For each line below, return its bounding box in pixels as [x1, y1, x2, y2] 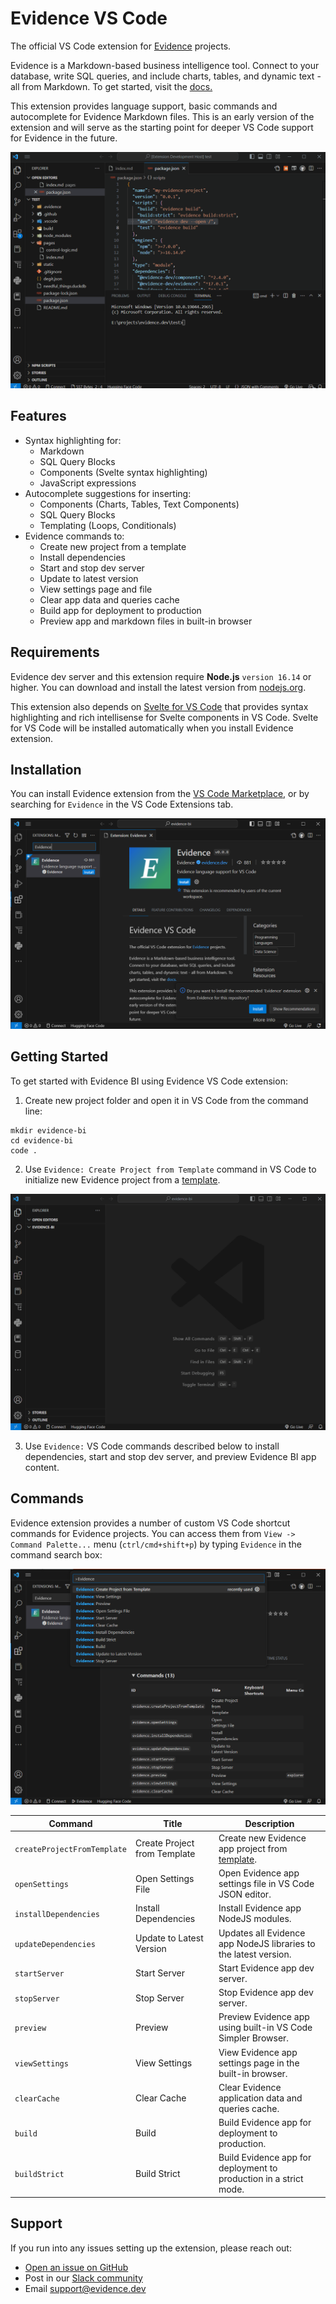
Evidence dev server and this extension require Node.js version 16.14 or [10, 670, 312, 682]
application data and [218, 2092, 303, 2104]
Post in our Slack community [24, 2272, 143, 2284]
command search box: [10, 1548, 103, 1561]
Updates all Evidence [218, 1927, 306, 1939]
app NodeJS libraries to [218, 1937, 316, 1949]
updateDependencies [14, 1939, 96, 1949]
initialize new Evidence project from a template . [24, 1173, 221, 1186]
